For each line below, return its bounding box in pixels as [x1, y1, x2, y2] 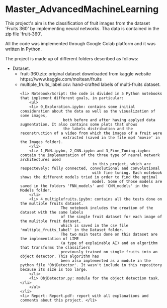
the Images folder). [20, 139, 63, 144]
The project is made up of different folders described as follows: [5, 55, 139, 61]
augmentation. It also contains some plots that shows [20, 122, 137, 127]
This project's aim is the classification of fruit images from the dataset [5, 20, 150, 26]
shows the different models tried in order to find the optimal [20, 174, 158, 179]
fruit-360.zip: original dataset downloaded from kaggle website [20, 70, 151, 76]
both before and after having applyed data [62, 117, 156, 123]
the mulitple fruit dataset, [20, 219, 81, 224]
